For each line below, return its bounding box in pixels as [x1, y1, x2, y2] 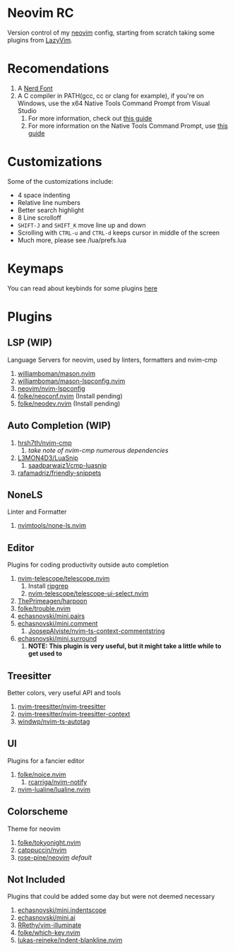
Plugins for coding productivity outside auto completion [7, 560, 169, 569]
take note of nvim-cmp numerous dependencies [28, 446, 169, 454]
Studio [17, 106, 37, 114]
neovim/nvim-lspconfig [17, 384, 86, 393]
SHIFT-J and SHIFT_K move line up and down [17, 220, 146, 229]
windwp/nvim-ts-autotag [17, 717, 90, 726]
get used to [28, 649, 62, 658]
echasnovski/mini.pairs [17, 612, 85, 620]
